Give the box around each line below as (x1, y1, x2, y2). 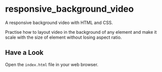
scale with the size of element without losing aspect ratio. (5, 34, 122, 40)
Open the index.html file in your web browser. (5, 61, 98, 67)
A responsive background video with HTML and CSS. (5, 20, 113, 25)
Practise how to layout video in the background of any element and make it (5, 29, 157, 35)
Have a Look (5, 48, 44, 57)
